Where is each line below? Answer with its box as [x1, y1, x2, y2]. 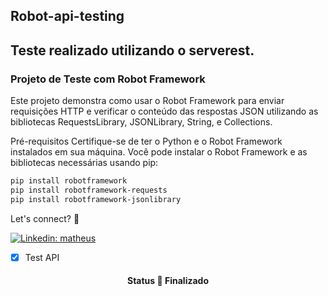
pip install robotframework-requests [10, 185, 168, 195]
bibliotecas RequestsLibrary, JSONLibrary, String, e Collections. [10, 116, 273, 128]
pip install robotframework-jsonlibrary [10, 194, 182, 204]
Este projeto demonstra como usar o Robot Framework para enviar [10, 95, 285, 107]
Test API [24, 251, 60, 263]
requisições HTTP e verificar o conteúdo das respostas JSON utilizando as [10, 105, 319, 118]
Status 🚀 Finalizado [127, 275, 209, 287]
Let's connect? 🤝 [10, 212, 80, 224]
